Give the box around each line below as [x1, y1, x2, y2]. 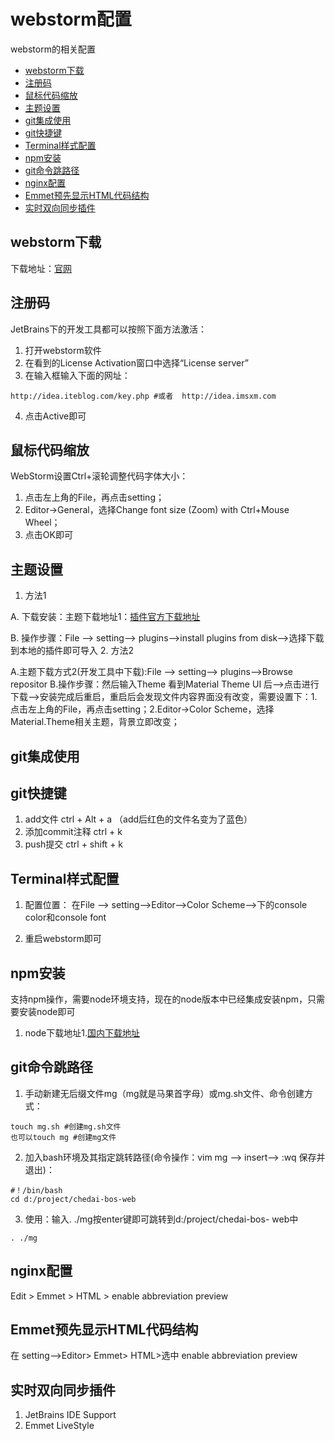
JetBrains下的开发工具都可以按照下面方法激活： [10, 323, 208, 335]
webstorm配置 [10, 8, 132, 31]
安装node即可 [18, 1006, 76, 1018]
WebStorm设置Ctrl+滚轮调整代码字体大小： [10, 470, 189, 482]
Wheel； [24, 516, 61, 529]
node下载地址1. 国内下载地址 [24, 1027, 140, 1039]
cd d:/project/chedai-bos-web [10, 1194, 137, 1204]
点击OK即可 [24, 529, 73, 541]
